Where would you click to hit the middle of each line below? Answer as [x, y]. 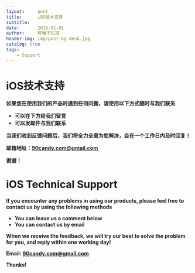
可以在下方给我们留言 [40, 115]
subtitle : [18, 22]
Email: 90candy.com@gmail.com [47, 253]
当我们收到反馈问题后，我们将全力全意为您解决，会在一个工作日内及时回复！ [98, 135]
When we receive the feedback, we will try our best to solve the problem [96, 236]
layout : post [27, 11]
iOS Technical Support [62, 184]
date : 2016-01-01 [35, 28]
